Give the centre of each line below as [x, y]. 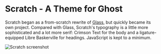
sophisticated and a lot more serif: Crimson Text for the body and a [72, 32]
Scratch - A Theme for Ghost [64, 9]
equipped [15, 38]
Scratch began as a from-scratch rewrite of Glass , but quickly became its [78, 22]
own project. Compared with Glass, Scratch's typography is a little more [77, 27]
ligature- [148, 32]
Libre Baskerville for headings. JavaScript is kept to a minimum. [88, 38]
